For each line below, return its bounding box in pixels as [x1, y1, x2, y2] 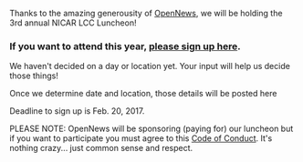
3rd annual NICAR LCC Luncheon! [9, 17, 137, 28]
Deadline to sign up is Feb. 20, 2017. [9, 106, 145, 116]
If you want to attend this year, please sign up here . [9, 40, 241, 53]
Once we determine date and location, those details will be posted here [9, 88, 277, 99]
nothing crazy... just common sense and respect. [9, 143, 193, 154]
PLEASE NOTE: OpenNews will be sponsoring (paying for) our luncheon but [9, 123, 294, 135]
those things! [9, 70, 59, 81]
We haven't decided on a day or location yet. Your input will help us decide [9, 61, 290, 72]
